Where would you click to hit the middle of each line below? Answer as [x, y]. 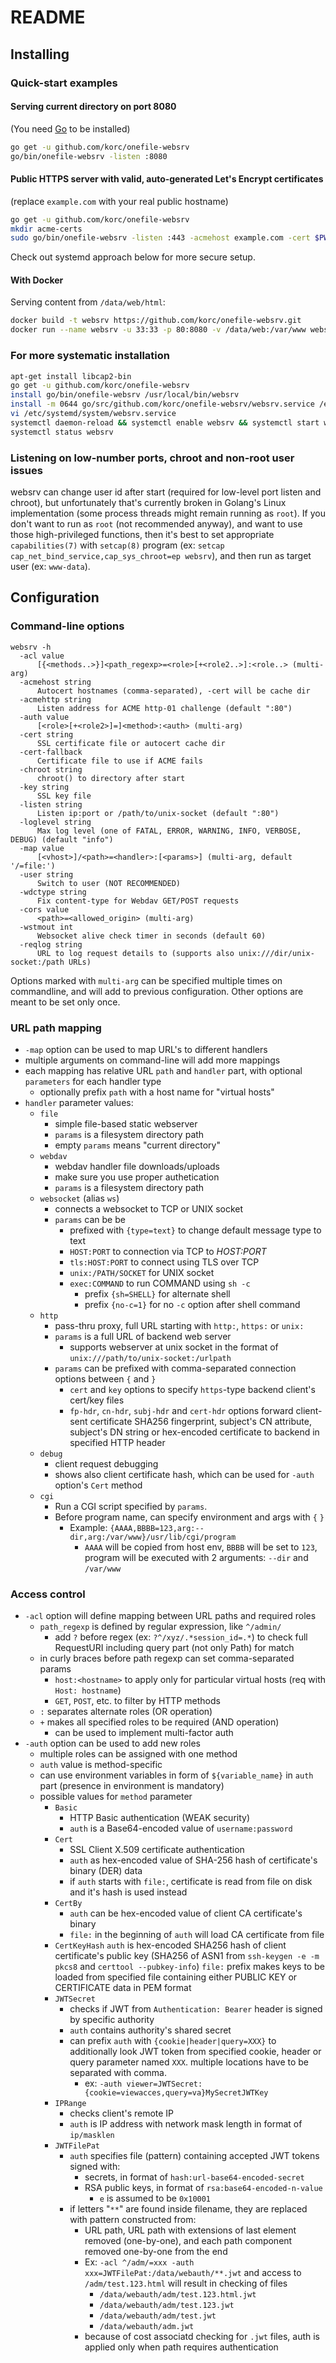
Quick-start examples [64, 83]
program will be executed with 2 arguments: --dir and [196, 1557]
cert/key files [97, 1400]
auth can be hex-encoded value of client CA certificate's [186, 1913]
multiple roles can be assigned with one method [138, 1754]
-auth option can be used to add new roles [112, 1743]
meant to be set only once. [65, 1002]
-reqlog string [51, 944]
